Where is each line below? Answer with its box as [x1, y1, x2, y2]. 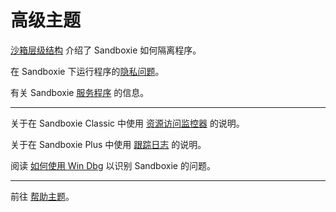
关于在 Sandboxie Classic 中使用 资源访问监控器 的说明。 [10, 117, 245, 129]
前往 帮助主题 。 [10, 190, 75, 202]
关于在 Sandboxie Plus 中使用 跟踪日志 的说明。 [10, 138, 207, 150]
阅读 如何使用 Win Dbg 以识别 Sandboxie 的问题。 [10, 159, 216, 171]
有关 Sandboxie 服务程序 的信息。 [10, 86, 150, 98]
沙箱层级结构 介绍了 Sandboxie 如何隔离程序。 [10, 44, 202, 56]
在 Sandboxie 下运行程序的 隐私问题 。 [10, 65, 165, 77]
